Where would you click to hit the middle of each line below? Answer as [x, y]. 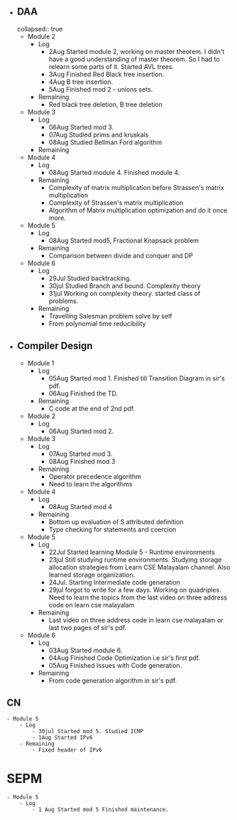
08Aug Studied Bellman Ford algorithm [105, 142]
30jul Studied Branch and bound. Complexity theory [125, 286]
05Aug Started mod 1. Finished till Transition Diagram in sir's [137, 378]
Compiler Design [55, 346]
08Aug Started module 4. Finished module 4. [114, 172]
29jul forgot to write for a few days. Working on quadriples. [135, 590]
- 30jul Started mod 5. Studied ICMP [88, 732]
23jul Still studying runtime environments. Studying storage [135, 559]
